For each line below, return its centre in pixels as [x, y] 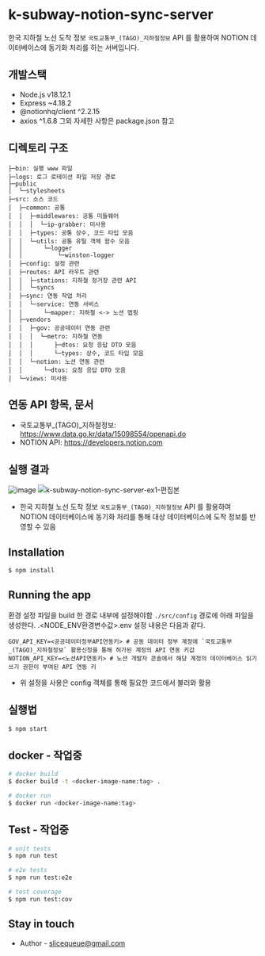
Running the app [49, 595]
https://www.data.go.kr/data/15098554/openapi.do [103, 434]
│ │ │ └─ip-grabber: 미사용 [57, 224]
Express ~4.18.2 [45, 103]
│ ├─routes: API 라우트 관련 [54, 272]
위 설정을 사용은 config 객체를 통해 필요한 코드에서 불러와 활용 [115, 683]
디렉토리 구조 [38, 148]
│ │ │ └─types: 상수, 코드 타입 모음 [76, 353]
